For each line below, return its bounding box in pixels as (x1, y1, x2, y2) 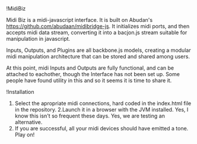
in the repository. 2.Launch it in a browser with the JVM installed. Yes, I (14, 106, 189, 113)
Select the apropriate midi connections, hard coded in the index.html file (14, 100, 192, 107)
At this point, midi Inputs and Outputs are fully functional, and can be (6, 64, 174, 71)
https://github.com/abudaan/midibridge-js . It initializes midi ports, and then (6, 23, 190, 30)
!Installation (6, 89, 34, 95)
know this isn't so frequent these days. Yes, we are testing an (14, 112, 165, 119)
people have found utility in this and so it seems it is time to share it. (6, 77, 172, 84)
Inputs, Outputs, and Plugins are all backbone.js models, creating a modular (6, 47, 191, 54)
